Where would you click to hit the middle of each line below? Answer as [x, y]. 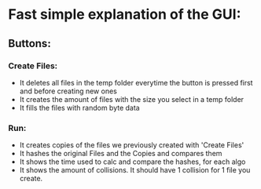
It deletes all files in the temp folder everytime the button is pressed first [136, 82]
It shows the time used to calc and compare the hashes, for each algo [132, 162]
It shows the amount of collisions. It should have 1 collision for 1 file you [135, 170]
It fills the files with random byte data [79, 107]
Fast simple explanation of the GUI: [125, 15]
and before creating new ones [68, 91]
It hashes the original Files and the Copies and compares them [121, 154]
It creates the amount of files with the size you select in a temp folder [132, 99]
